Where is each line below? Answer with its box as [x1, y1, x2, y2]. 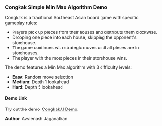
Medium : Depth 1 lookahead [12, 79, 69, 85]
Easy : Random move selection [12, 74, 73, 80]
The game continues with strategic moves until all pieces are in [12, 45, 139, 51]
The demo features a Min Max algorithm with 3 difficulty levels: [5, 64, 132, 70]
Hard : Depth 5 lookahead [12, 84, 63, 90]
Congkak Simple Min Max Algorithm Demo [5, 4, 108, 11]
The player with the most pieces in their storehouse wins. [12, 55, 128, 61]
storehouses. [12, 50, 39, 56]
